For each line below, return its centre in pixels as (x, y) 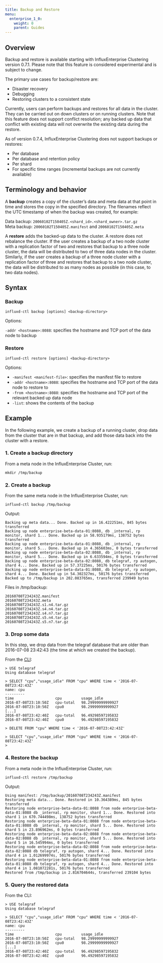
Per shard (22, 164)
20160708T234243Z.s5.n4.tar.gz (37, 618)
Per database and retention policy (46, 158)
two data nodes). (22, 272)
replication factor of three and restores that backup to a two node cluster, (79, 262)
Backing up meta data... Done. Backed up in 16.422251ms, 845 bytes (76, 523)
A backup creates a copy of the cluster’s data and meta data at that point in (81, 202)
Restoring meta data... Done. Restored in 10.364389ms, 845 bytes (74, 800)
